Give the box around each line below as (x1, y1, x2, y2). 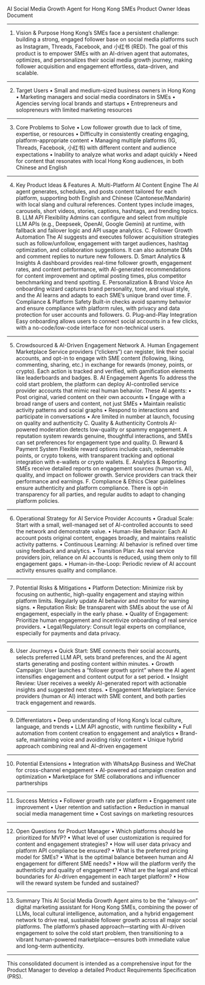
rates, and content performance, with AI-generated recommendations (15, 265, 191, 273)
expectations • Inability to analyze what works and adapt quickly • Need (15, 151, 198, 158)
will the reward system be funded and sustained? (15, 879, 139, 887)
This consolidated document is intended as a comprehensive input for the (7, 960, 192, 967)
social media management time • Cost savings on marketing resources (15, 810, 194, 817)
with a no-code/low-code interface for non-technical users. (15, 324, 165, 331)
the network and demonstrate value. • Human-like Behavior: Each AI (15, 528, 187, 535)
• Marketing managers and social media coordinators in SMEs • (15, 93, 176, 100)
